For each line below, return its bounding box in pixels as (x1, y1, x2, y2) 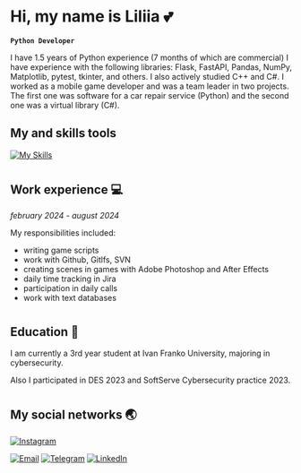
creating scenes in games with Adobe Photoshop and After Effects (22, 264, 270, 275)
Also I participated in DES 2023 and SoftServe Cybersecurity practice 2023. (10, 374, 291, 385)
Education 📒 (10, 324, 79, 340)
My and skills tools (10, 125, 117, 141)
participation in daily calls (22, 283, 118, 294)
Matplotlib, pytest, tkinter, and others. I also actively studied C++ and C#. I (10, 71, 285, 82)
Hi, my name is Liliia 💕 (10, 6, 174, 27)
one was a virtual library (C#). (10, 99, 120, 110)
